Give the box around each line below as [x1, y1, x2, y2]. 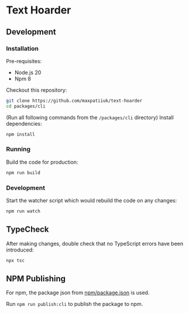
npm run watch [6, 208, 41, 214]
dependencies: [6, 120, 42, 127]
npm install [6, 131, 35, 137]
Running [6, 145, 31, 153]
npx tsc [6, 257, 25, 263]
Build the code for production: [6, 159, 78, 166]
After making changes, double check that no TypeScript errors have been [6, 240, 184, 247]
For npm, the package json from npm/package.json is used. [6, 289, 150, 296]
